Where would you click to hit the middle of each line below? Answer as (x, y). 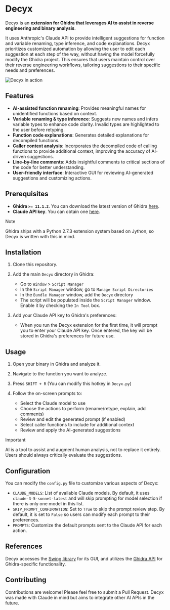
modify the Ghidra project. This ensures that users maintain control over (80, 59)
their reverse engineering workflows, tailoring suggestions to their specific (83, 65)
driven (19, 156)
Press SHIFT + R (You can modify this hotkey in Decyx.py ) (72, 384)
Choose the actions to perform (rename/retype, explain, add (83, 409)
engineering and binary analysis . (40, 28)
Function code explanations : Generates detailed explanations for (81, 135)
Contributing (26, 580)
